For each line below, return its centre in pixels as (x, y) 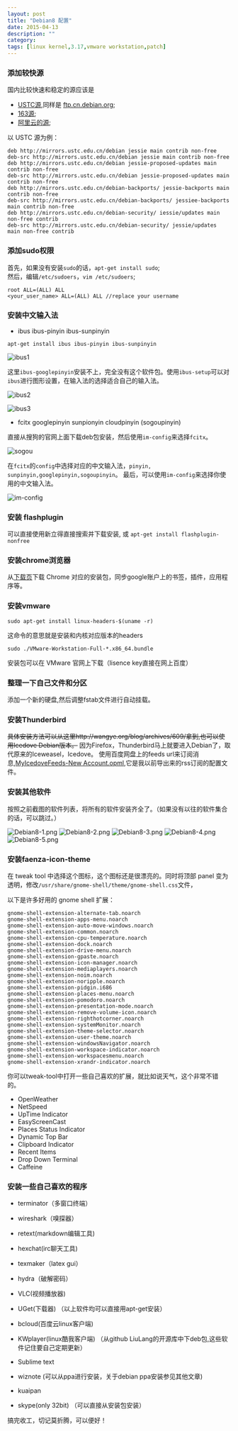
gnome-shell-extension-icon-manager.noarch (73, 963)
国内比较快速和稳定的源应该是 (51, 90)
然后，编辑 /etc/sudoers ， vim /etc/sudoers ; (72, 276)
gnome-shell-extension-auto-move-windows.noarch (80, 926)
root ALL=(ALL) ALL (36, 290)
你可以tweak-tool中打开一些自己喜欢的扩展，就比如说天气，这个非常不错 (113, 1076)
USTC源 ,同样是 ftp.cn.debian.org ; (66, 105)
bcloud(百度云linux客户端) (56, 1324)
